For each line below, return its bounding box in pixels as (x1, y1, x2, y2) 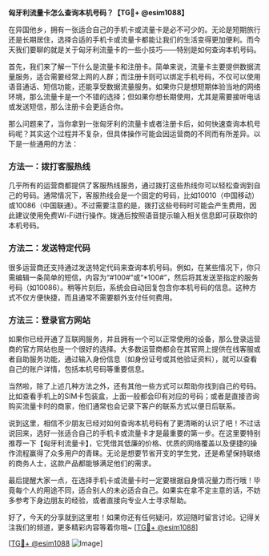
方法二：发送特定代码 (8, 243, 90, 254)
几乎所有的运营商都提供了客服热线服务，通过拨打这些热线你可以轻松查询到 (8, 180, 254, 191)
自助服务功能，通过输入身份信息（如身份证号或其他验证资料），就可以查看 (14, 354, 258, 364)
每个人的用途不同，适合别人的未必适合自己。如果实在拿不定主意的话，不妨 (14, 485, 261, 495)
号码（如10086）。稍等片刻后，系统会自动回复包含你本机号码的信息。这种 (8, 282, 250, 292)
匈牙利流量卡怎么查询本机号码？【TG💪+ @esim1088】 (8, 8, 189, 17)
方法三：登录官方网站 (8, 314, 90, 325)
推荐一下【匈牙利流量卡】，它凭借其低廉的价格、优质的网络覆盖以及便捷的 (8, 438, 251, 448)
